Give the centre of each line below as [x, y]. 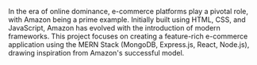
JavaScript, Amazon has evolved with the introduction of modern [114, 28]
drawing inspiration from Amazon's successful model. [96, 53]
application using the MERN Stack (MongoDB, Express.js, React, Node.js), [129, 45]
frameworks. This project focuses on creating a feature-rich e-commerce [128, 36]
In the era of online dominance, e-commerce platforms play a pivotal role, [128, 11]
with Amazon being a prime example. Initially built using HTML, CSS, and [127, 20]
